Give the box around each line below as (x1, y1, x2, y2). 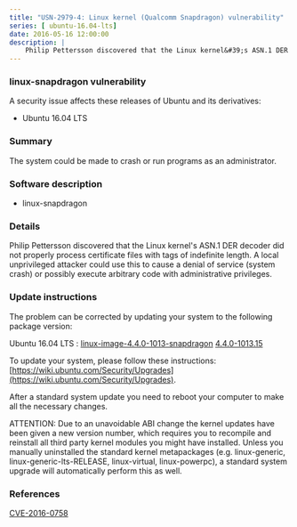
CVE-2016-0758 (9, 507, 68, 518)
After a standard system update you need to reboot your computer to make (9, 391, 285, 401)
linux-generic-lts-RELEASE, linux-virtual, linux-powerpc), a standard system (9, 456, 287, 466)
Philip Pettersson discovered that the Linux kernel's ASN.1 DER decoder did (9, 240, 285, 251)
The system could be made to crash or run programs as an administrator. (9, 155, 277, 166)
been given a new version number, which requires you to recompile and (9, 427, 272, 438)
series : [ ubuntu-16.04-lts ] (9, 21, 117, 30)
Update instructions (9, 291, 98, 304)
